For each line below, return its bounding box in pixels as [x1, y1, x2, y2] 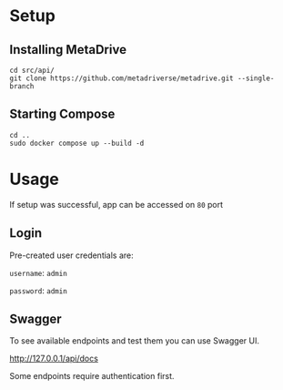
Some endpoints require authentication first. [9, 371, 175, 382]
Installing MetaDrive [9, 42, 127, 57]
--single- [237, 74, 275, 83]
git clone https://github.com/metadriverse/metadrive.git [9, 74, 234, 83]
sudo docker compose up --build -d [9, 139, 145, 148]
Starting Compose [9, 107, 116, 122]
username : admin [9, 267, 68, 278]
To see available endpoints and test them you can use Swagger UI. [9, 335, 259, 346]
